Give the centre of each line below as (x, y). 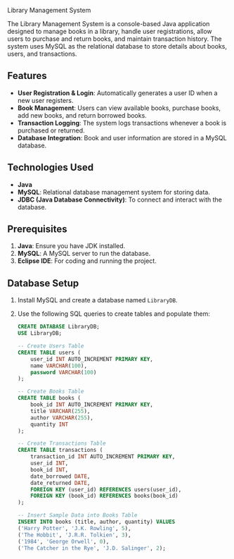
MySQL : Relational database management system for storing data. (114, 192)
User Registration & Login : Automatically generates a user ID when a (117, 93)
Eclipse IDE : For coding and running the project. (87, 261)
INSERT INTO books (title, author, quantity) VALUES (96, 522)
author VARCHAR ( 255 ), (62, 418)
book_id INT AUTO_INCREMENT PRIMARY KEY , (92, 405)
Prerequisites (37, 229)
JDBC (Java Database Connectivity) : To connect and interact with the (120, 199)
